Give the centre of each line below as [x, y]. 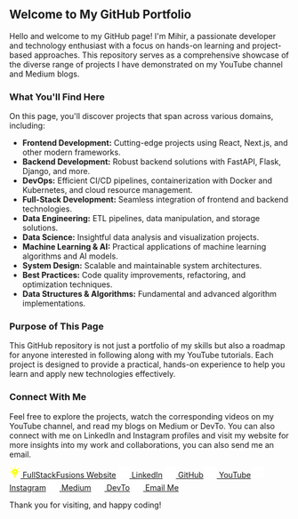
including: [28, 126]
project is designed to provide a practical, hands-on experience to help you [147, 364]
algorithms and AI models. [70, 256]
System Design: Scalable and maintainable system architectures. [142, 266]
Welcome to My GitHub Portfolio [101, 15]
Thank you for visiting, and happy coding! [85, 505]
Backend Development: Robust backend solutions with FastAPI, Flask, [152, 162]
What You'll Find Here [57, 97]
